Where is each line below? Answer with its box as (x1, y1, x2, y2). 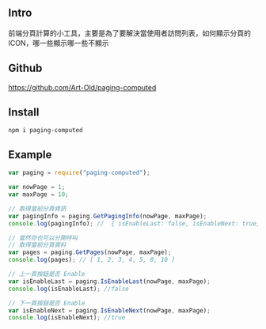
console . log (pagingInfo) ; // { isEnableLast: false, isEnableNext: (8, 219, 239, 228)
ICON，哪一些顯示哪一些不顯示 (8, 38, 109, 47)
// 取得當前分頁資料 (8, 241, 66, 249)
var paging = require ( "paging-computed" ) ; (8, 169, 150, 177)
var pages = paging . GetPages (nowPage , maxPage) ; (8, 248, 172, 256)
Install (8, 106, 40, 119)
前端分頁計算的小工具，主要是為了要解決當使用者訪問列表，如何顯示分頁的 (8, 28, 251, 38)
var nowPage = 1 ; (8, 183, 66, 191)
